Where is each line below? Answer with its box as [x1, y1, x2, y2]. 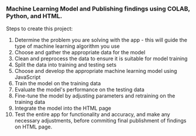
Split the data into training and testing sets [14, 61, 117, 68]
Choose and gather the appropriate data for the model [14, 49, 146, 56]
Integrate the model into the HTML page [14, 104, 112, 112]
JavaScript [14, 74, 41, 81]
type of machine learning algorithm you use [14, 43, 120, 50]
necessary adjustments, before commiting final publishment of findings [14, 117, 187, 124]
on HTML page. [14, 123, 53, 130]
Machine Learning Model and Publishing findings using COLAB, [6, 5, 190, 13]
